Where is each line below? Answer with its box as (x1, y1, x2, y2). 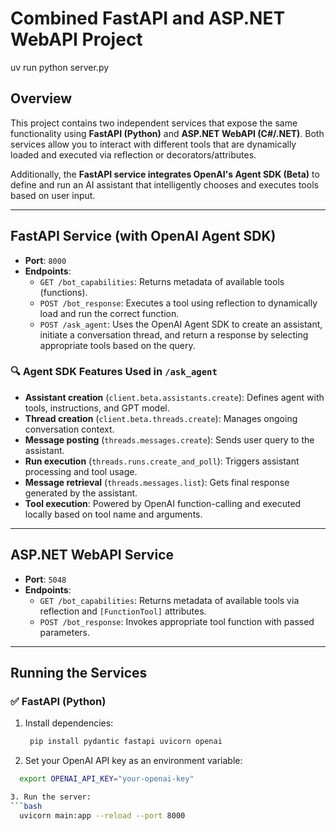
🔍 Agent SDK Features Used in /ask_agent (10, 365, 218, 379)
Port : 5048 (24, 573, 67, 585)
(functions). (39, 286, 88, 298)
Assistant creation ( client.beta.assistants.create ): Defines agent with (24, 391, 325, 403)
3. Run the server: (10, 792, 92, 802)
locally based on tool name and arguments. (24, 508, 203, 520)
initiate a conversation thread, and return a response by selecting (39, 328, 309, 341)
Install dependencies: (24, 717, 114, 729)
